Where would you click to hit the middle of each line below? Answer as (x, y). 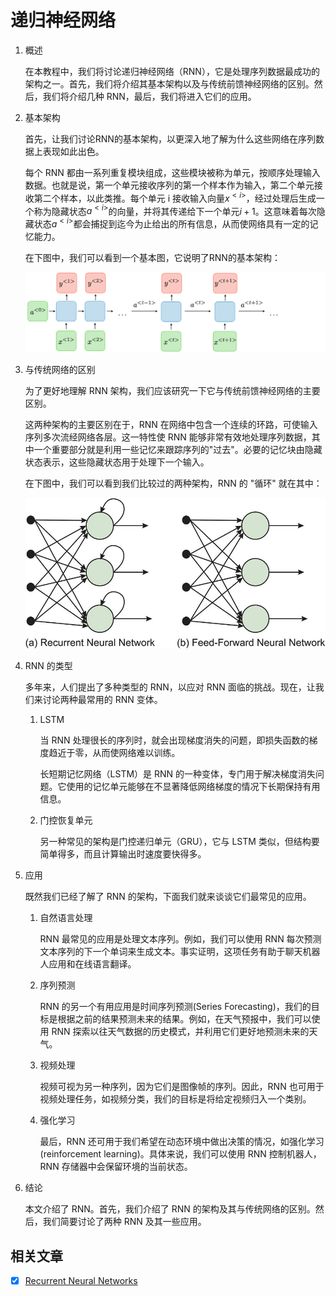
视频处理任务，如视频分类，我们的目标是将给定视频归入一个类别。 (175, 1099)
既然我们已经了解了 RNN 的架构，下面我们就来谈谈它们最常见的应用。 (168, 897)
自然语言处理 (66, 918)
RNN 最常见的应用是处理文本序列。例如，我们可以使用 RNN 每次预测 (180, 939)
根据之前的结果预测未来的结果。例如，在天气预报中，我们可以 (184, 1019)
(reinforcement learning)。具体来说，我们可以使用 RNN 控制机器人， (180, 1154)
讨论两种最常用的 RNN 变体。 (102, 700)
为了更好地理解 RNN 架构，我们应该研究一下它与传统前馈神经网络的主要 (172, 390)
